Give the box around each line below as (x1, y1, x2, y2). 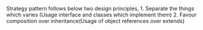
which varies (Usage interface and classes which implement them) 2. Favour (6, 11, 197, 18)
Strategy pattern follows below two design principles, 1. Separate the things (6, 5, 195, 12)
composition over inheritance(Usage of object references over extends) (6, 18, 185, 24)
